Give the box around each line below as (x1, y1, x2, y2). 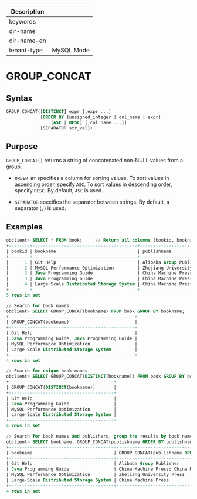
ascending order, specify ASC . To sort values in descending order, (14, 181, 173, 188)
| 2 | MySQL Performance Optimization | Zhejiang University (6, 265, 193, 271)
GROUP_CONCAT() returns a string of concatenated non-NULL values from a (6, 157, 184, 164)
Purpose (6, 141, 38, 151)
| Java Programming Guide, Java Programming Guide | (6, 335, 138, 341)
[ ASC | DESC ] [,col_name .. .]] (50, 119, 127, 125)
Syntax (6, 93, 33, 103)
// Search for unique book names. (6, 368, 91, 374)
